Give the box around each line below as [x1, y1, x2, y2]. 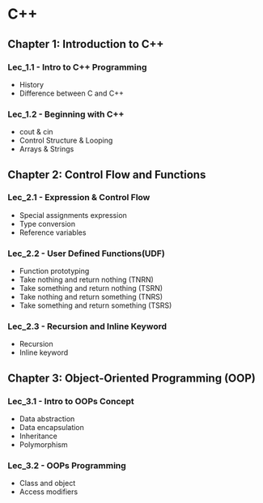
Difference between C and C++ [19, 88, 125, 98]
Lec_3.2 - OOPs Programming [7, 460, 126, 471]
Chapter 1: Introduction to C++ [7, 37, 164, 51]
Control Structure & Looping [19, 135, 113, 146]
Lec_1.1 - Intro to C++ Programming [7, 62, 147, 73]
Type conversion [19, 219, 76, 228]
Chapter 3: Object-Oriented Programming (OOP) [7, 371, 256, 385]
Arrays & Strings [19, 144, 74, 154]
